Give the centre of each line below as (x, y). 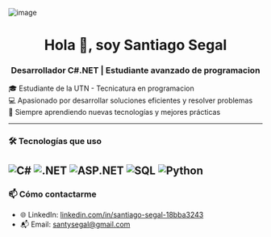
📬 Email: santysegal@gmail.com (75, 224)
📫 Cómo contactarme (52, 194)
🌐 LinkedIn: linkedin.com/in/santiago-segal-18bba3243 (112, 215)
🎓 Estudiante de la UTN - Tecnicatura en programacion (102, 88)
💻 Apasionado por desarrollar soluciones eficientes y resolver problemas (131, 100)
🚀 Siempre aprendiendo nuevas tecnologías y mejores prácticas (115, 112)
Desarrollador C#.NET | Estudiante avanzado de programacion (135, 70)
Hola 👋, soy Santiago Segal (135, 45)
